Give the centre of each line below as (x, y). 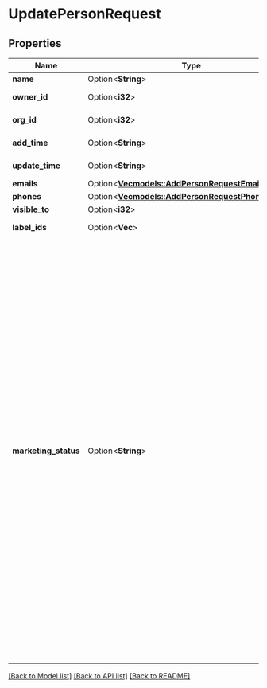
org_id (25, 120)
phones (27, 196)
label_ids (30, 227)
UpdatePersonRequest (85, 14)
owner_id (30, 97)
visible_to (31, 209)
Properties (35, 43)
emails (25, 184)
